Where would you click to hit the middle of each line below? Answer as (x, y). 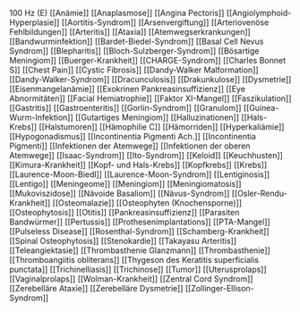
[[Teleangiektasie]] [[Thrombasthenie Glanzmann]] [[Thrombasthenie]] (140, 250)
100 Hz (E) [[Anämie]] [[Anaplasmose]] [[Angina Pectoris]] (117, 13)
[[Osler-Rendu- (260, 193)
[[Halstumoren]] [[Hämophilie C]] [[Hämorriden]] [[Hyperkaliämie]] (162, 127)
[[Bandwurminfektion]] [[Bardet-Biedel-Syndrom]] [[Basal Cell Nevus (137, 41)
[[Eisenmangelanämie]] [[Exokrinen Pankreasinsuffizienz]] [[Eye (128, 89)
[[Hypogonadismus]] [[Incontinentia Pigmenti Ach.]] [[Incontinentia (133, 136)
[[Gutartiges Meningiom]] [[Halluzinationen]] (157, 117)
